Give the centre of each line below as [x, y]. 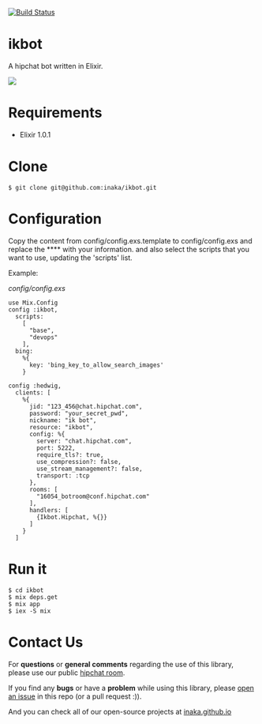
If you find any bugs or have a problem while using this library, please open [131, 688]
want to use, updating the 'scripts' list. [70, 258]
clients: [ [33, 392]
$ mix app [24, 604]
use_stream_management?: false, [90, 469]
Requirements [55, 113]
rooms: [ [43, 489]
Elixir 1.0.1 [35, 134]
